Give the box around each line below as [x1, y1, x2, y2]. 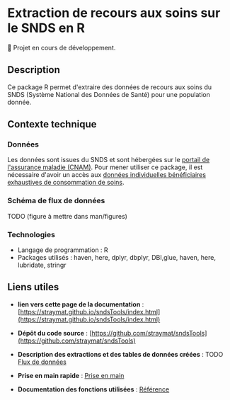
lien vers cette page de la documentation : [17, 299, 144, 309]
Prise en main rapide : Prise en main [17, 371, 125, 379]
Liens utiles [7, 281, 59, 293]
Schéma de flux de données [7, 196, 105, 206]
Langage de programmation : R [17, 246, 108, 254]
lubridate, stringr [17, 261, 67, 270]
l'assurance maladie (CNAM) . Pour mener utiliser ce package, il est [7, 163, 203, 171]
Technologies [7, 229, 55, 239]
